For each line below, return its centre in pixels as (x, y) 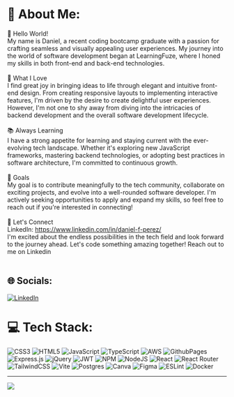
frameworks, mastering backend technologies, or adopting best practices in (116, 155)
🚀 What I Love (27, 78)
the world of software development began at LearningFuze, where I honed (114, 56)
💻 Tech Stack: (50, 327)
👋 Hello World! (28, 33)
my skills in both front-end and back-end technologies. (86, 63)
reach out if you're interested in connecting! (70, 207)
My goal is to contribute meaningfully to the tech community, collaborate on (116, 185)
